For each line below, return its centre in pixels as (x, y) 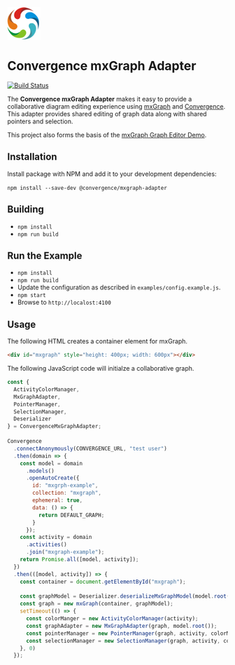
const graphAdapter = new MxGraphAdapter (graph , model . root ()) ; (121, 626)
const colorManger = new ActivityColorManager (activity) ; (112, 619)
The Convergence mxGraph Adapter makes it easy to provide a (100, 99)
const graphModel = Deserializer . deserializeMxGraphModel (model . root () (126, 596)
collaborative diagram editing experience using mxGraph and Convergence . (116, 106)
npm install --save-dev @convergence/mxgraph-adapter (87, 188)
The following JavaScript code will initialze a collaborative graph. (101, 369)
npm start (32, 296)
